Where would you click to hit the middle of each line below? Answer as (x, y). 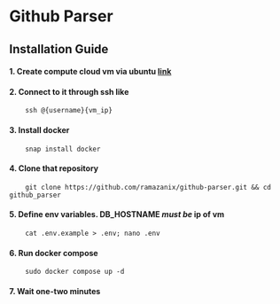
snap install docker (63, 149)
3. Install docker (39, 129)
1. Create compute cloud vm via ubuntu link (90, 72)
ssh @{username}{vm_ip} (69, 111)
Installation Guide (59, 49)
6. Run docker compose (54, 253)
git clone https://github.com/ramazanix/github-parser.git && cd (148, 187)
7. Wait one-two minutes (55, 291)
